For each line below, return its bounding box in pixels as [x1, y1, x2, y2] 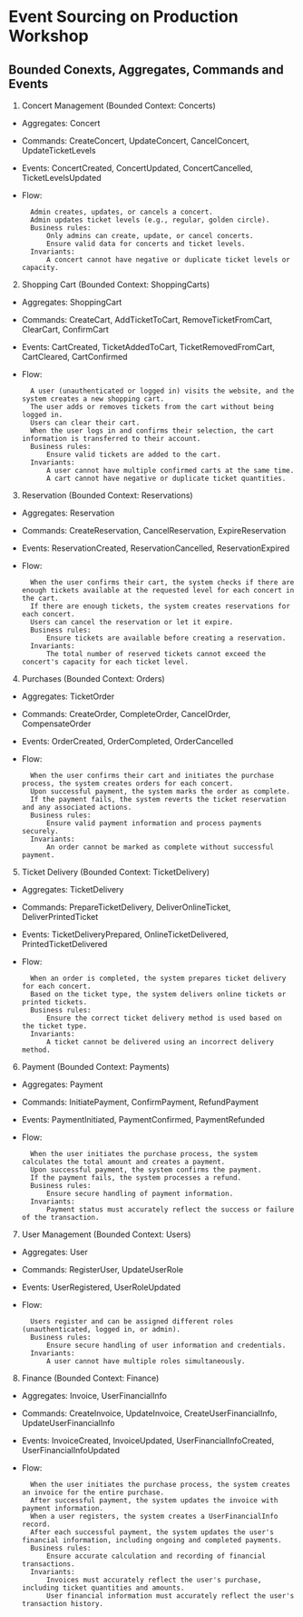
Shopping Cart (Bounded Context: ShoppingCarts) [21, 279, 210, 290]
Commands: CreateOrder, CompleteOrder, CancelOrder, [21, 709, 231, 719]
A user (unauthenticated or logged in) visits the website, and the [30, 386, 295, 395]
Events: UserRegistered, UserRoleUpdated [21, 1282, 181, 1293]
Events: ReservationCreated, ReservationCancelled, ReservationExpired [21, 543, 290, 554]
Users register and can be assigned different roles [30, 1317, 234, 1326]
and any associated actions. [21, 803, 132, 812]
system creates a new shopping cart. [21, 394, 165, 404]
